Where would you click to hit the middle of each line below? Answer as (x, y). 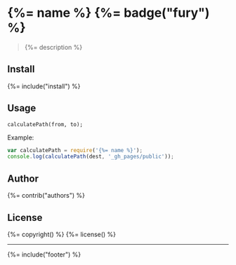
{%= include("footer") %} (44, 254)
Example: (21, 137)
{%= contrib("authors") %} (46, 196)
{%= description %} (53, 47)
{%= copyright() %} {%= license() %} (62, 234)
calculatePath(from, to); (45, 124)
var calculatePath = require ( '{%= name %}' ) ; (75, 150)
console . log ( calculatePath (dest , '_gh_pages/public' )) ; (91, 157)
